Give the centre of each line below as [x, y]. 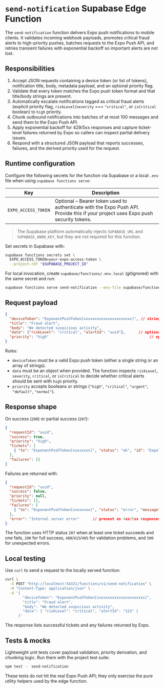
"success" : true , [27, 437]
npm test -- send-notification [37, 666]
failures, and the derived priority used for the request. [66, 148]
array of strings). [29, 366]
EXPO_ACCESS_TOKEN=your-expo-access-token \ [55, 260]
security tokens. [73, 219]
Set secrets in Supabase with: [35, 246]
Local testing [25, 558]
